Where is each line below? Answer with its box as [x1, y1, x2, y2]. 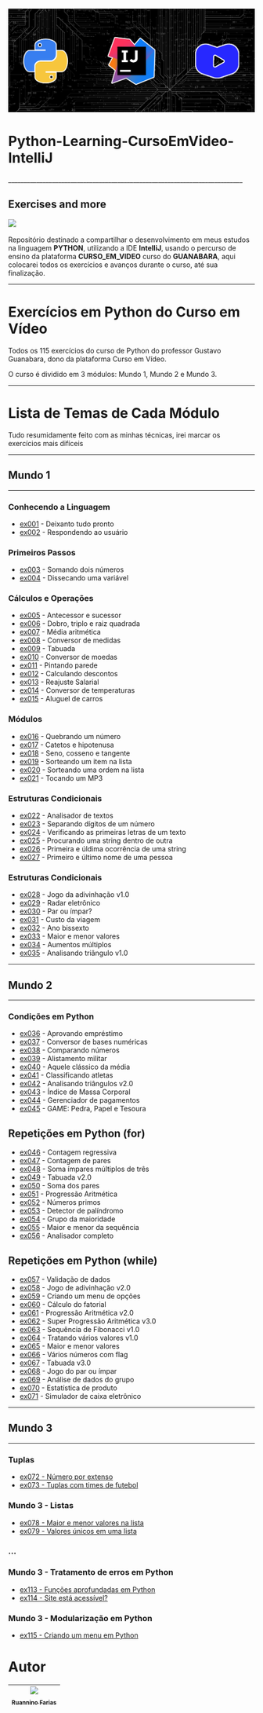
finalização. [8, 268, 45, 277]
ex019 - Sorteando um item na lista [19, 756, 132, 766]
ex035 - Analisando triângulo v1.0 [19, 948, 128, 958]
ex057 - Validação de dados [19, 1275, 111, 1284]
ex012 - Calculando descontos [19, 669, 118, 679]
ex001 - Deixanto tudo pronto [19, 519, 115, 529]
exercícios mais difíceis [8, 438, 84, 448]
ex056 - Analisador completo [19, 1231, 114, 1241]
